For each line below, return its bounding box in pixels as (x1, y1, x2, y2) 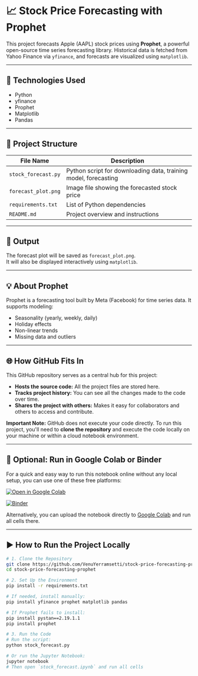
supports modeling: (6, 303, 54, 310)
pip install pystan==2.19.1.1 (6, 615, 81, 621)
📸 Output (6, 236, 39, 246)
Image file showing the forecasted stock (66, 183, 177, 191)
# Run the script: (6, 637, 51, 643)
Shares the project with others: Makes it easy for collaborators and (14, 402, 180, 409)
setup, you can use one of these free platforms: (6, 476, 122, 484)
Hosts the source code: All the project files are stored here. (14, 383, 160, 390)
